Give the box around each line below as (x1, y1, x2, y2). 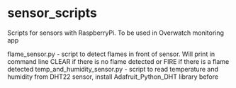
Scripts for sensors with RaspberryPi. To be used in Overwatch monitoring (7, 28, 225, 37)
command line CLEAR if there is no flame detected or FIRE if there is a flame (7, 57, 230, 65)
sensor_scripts (7, 5, 98, 21)
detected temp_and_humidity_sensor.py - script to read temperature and (7, 65, 218, 73)
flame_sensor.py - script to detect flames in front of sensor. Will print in (7, 50, 215, 58)
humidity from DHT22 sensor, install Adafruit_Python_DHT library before (7, 72, 218, 81)
